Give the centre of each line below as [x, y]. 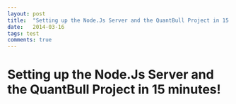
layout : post [26, 14]
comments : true [30, 40]
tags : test [23, 33]
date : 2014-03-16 [36, 27]
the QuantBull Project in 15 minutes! [114, 90]
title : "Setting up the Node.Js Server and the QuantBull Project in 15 [118, 20]
